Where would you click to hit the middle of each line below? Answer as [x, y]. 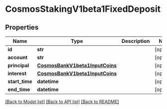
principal [18, 65]
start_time [20, 81]
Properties [22, 27]
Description [136, 41]
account [18, 57]
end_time [19, 90]
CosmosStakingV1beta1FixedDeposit [83, 9]
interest [17, 73]
